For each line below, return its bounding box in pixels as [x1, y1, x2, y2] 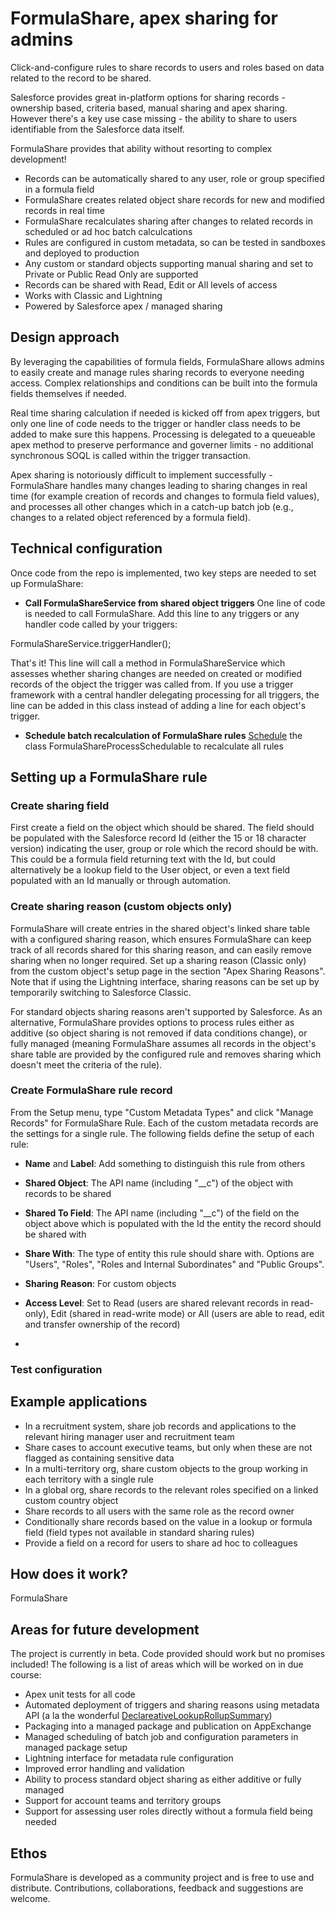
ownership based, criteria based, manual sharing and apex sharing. [10, 102, 288, 114]
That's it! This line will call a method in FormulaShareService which [10, 657, 286, 669]
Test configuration [10, 1362, 103, 1376]
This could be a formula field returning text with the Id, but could [10, 853, 276, 866]
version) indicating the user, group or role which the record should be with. [10, 843, 319, 855]
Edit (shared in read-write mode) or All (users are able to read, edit [50, 1307, 325, 1319]
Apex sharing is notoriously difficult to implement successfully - [10, 468, 273, 481]
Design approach [10, 329, 120, 346]
